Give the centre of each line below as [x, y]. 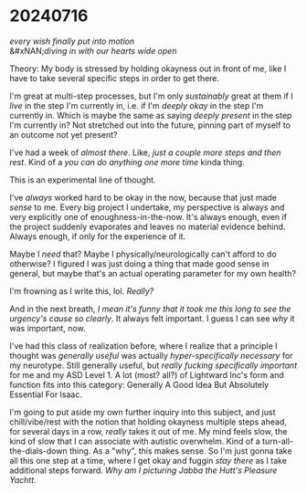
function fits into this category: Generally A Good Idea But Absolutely [139, 384]
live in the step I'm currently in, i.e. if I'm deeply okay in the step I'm [137, 105]
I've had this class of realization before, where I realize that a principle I [143, 346]
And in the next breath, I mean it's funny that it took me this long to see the [150, 309]
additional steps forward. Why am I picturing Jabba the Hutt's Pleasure [143, 470]
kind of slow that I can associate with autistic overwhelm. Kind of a [135, 441]
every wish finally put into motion [72, 41]
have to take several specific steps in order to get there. [115, 78]
